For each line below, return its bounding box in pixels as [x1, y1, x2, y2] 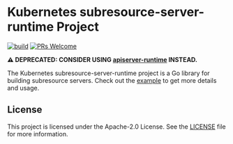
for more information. [7, 129, 68, 138]
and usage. [7, 83, 40, 92]
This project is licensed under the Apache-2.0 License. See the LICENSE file [7, 122, 226, 131]
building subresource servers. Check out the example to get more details [7, 76, 217, 84]
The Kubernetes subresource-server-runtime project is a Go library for [7, 69, 211, 77]
